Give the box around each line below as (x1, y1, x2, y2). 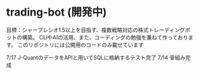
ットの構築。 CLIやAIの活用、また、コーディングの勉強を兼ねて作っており (6, 33, 189, 41)
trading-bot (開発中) (6, 5, 107, 19)
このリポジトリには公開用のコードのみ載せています (17, 41, 144, 48)
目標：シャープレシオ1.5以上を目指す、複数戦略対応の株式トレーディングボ (6, 26, 191, 33)
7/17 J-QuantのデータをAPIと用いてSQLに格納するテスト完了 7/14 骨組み (6, 54, 186, 61)
